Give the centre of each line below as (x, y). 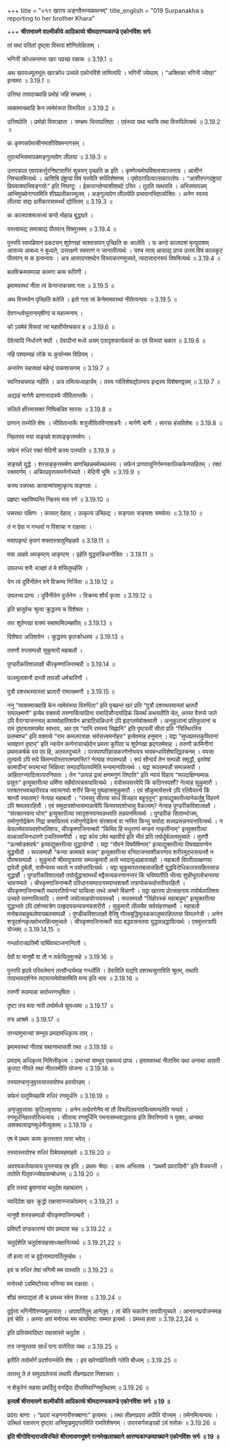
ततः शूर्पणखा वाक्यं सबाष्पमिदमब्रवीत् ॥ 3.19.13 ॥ (60, 623)
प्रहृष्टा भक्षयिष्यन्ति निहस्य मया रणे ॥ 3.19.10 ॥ (58, 499)
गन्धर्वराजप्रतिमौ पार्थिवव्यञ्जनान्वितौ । (47, 943)
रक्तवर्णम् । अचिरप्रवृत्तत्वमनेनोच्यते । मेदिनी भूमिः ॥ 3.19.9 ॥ (74, 472)
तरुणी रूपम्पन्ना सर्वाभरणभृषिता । (41, 992)
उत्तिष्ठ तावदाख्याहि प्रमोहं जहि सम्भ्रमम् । (49, 94)
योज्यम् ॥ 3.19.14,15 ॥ (34, 929)
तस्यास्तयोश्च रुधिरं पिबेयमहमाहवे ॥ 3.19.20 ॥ (59, 1152)
